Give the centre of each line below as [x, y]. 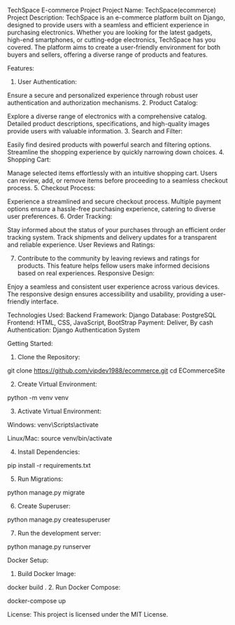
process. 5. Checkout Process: [51, 188]
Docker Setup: [28, 560]
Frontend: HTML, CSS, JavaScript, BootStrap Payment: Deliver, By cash [110, 322]
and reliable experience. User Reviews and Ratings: [81, 245]
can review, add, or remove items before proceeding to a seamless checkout [117, 180]
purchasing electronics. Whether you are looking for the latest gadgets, [110, 32]
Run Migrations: [40, 479]
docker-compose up [37, 601]
